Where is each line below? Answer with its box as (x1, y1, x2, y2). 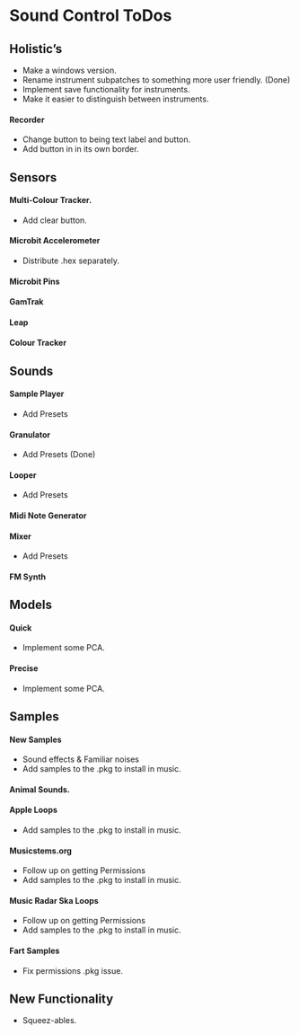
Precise (9, 662, 39, 674)
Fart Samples (9, 945, 60, 956)
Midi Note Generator (9, 509, 87, 521)
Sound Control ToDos (9, 5, 172, 26)
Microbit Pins (9, 276, 60, 287)
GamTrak (9, 296, 44, 307)
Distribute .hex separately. (22, 255, 119, 266)
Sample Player (9, 388, 65, 400)
